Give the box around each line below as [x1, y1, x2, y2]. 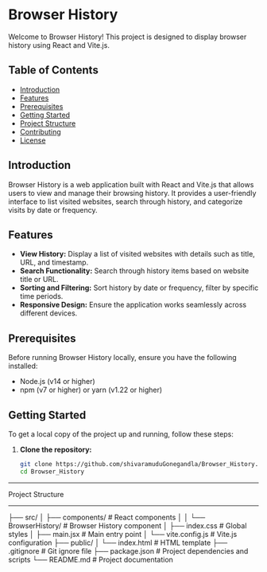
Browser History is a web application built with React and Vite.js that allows [8, 179, 254, 189]
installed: [8, 361, 38, 371]
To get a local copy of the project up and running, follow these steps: [8, 429, 234, 439]
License [19, 135, 46, 145]
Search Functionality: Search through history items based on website [19, 266, 250, 276]
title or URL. [19, 275, 59, 284]
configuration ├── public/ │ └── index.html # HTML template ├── [8, 538, 228, 547]
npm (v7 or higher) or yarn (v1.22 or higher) [19, 385, 163, 395]
